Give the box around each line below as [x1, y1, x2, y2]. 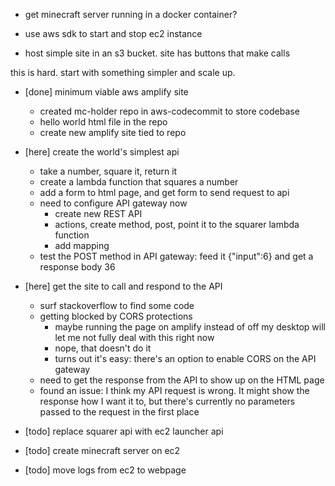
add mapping [54, 240, 110, 251]
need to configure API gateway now [39, 197, 188, 209]
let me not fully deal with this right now [54, 332, 215, 343]
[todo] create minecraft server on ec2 [24, 445, 181, 456]
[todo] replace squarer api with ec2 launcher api [24, 425, 224, 437]
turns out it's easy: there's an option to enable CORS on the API [54, 353, 317, 364]
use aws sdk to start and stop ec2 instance [24, 28, 203, 39]
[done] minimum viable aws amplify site [24, 86, 189, 98]
